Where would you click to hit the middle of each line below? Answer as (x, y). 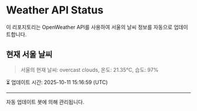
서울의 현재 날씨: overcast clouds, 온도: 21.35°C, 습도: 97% (89, 70)
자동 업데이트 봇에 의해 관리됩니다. (45, 102)
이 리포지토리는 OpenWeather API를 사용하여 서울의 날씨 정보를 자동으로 (89, 27)
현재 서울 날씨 (29, 55)
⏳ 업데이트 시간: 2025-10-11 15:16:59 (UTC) (57, 82)
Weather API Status (55, 10)
